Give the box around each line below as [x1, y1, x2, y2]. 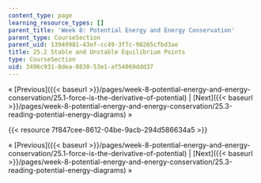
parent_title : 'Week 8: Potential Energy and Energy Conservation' [8, 26, 236, 34]
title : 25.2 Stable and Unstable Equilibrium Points [8, 48, 186, 56]
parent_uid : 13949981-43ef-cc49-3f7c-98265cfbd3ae [8, 41, 179, 49]
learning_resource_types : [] [8, 19, 104, 27]
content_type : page [8, 11, 73, 20]
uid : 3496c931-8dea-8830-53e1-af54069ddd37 [8, 63, 154, 71]
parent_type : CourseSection [8, 33, 101, 42]
